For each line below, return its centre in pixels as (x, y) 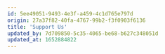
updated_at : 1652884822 (42, 40)
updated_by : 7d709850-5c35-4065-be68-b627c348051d (83, 33)
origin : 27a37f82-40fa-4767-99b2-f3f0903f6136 (77, 20)
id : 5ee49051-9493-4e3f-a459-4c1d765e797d (70, 14)
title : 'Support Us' (38, 27)
